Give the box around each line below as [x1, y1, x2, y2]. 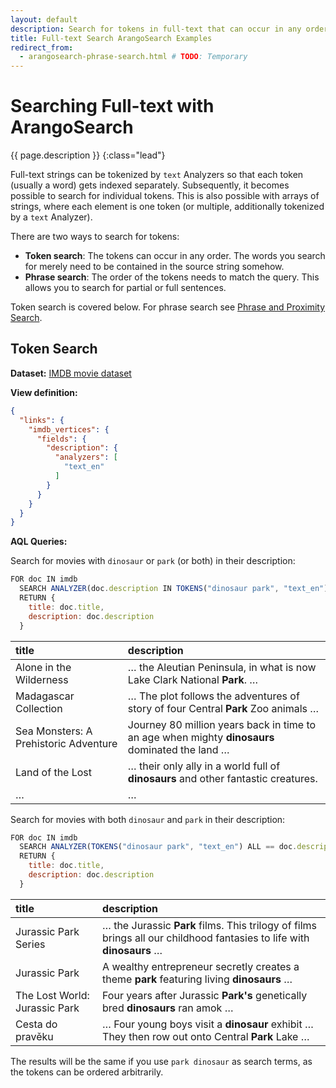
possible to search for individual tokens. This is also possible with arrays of [10, 190, 320, 202]
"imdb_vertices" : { [28, 424, 110, 435]
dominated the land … [127, 742, 230, 756]
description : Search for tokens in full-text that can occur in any [10, 24, 302, 34]
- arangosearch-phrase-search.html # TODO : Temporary [19, 52, 248, 62]
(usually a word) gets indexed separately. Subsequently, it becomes [10, 179, 290, 191]
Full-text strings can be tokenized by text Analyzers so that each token [10, 169, 304, 181]
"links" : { [19, 415, 65, 425]
